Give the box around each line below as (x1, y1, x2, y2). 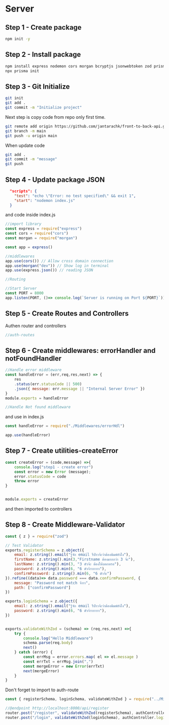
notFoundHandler (5, 354, 62, 362)
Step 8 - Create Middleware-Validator (5, 521, 125, 529)
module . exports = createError (5, 497, 69, 502)
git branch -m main (5, 128, 46, 133)
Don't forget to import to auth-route (5, 687, 79, 693)
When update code (5, 142, 45, 149)
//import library (5, 222, 42, 227)
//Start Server (5, 286, 37, 291)
